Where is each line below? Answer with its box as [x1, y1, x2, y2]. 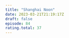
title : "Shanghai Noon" [5, 7, 55, 12]
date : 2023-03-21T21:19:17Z [5, 12, 64, 17]
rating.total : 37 [5, 26, 42, 31]
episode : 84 [5, 21, 30, 26]
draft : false [5, 16, 33, 21]
